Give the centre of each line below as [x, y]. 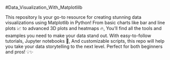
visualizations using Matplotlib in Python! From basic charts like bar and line [85, 23]
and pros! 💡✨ [19, 52]
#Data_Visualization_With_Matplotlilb [44, 7]
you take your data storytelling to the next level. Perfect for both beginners [84, 46]
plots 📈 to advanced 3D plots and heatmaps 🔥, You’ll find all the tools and [83, 28]
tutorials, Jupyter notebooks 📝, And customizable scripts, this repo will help [85, 41]
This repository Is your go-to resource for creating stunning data [73, 17]
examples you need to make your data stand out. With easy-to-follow [78, 36]
